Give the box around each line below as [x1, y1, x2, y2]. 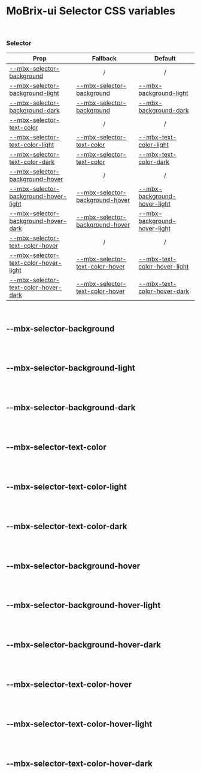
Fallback [92, 54, 117, 63]
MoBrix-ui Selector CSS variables [6, 4, 175, 18]
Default [154, 54, 176, 63]
